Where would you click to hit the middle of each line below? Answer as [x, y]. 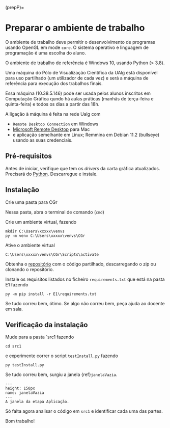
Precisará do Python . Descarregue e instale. [51, 174]
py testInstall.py [25, 365]
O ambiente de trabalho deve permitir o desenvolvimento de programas [80, 42]
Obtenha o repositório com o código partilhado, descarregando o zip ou [81, 264]
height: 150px [20, 389]
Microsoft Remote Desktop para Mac [51, 129]
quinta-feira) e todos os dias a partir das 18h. [52, 104]
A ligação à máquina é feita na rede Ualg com [53, 114]
